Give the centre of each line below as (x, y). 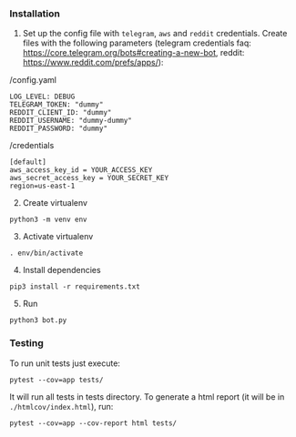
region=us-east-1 (42, 186)
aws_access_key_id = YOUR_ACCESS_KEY (81, 170)
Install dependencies (62, 270)
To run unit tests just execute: (65, 363)
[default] (28, 162)
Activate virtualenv (58, 237)
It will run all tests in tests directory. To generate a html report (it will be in (147, 396)
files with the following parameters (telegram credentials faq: (137, 43)
